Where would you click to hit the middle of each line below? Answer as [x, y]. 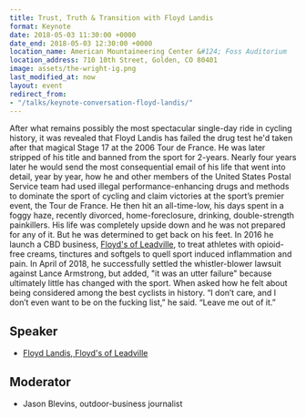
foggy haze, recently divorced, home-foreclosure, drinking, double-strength [152, 216]
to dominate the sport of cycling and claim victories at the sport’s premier [147, 196]
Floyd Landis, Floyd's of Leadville [85, 353]
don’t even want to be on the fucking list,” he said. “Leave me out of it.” [143, 302]
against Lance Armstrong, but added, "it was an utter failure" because [141, 273]
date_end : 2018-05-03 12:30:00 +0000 [81, 43]
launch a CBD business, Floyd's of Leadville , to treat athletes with [132, 245]
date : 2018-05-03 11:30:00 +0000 [73, 35]
